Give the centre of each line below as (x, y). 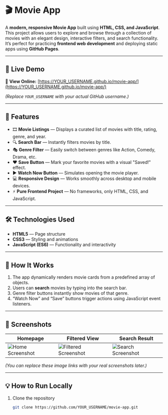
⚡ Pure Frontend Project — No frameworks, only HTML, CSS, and (80, 191)
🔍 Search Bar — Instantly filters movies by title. (62, 142)
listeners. (22, 304)
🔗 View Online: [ (22, 81)
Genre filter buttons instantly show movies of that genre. (70, 293)
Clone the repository (33, 398)
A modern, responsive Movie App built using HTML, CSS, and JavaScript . (82, 27)
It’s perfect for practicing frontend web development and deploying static (81, 43)
